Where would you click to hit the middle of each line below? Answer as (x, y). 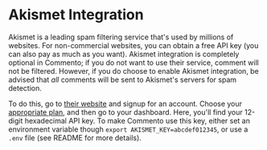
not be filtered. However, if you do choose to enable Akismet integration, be (133, 71)
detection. (25, 88)
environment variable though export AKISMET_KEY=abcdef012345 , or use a (128, 129)
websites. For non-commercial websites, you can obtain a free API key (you (133, 45)
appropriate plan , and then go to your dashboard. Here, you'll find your (125, 112)
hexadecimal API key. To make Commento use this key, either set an (138, 120)
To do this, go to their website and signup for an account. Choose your (125, 103)
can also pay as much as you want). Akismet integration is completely (124, 54)
